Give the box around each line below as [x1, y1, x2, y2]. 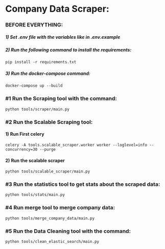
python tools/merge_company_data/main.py [5, 215, 95, 221]
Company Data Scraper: [5, 3, 109, 15]
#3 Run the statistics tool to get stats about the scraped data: [5, 181, 160, 188]
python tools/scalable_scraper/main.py [5, 169, 90, 174]
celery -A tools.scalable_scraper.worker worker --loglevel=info [5, 142, 147, 147]
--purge [39, 146, 56, 152]
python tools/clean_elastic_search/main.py [5, 239, 100, 244]
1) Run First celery [5, 131, 44, 137]
